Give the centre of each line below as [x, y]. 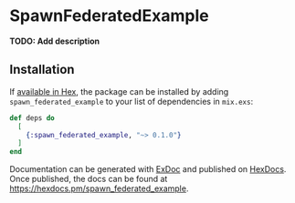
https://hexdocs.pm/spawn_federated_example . [99, 188]
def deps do [32, 118]
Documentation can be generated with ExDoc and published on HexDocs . [148, 169]
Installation [42, 70]
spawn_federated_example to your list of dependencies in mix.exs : [132, 101]
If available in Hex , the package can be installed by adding [119, 91]
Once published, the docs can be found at [89, 179]
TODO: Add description [55, 41]
